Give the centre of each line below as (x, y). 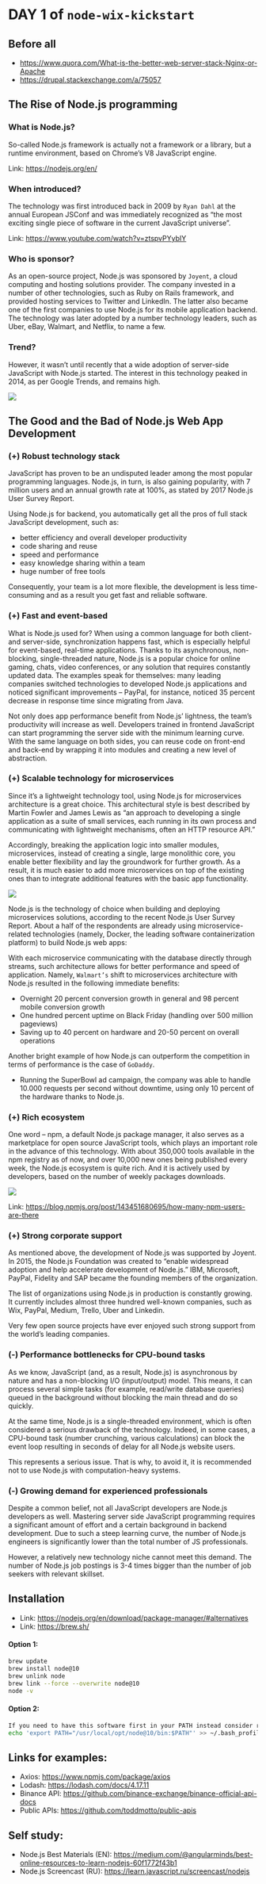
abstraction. (28, 758)
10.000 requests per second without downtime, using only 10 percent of (137, 1088)
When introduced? (45, 189)
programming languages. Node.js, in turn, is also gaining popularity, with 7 (129, 482)
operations (37, 1040)
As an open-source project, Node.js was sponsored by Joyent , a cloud (123, 276)
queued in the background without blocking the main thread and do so (123, 1397)
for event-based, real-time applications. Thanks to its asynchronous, (120, 650)
